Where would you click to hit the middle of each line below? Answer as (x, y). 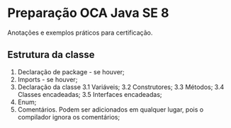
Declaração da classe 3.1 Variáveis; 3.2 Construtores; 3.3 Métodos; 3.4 (121, 87)
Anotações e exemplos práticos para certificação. (80, 33)
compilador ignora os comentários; (69, 117)
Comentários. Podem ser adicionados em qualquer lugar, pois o (111, 109)
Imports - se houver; (47, 79)
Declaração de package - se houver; (71, 71)
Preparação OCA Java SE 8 (88, 13)
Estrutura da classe (51, 55)
